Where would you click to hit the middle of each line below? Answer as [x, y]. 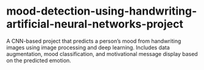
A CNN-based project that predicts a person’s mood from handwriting [94, 41]
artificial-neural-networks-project [95, 24]
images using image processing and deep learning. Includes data [88, 47]
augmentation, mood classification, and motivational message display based [102, 54]
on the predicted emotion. [39, 60]
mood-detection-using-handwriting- [102, 11]
